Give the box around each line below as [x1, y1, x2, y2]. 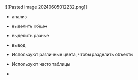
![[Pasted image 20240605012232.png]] [4, 4, 87, 10]
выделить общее [11, 23, 47, 29]
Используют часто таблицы [11, 61, 70, 67]
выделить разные [11, 33, 49, 38]
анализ [11, 14, 27, 19]
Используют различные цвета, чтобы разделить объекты [11, 52, 134, 57]
